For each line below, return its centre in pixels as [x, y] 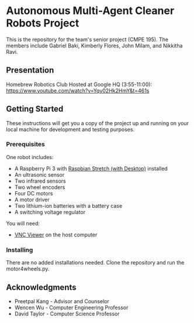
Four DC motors [34, 193]
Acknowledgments [41, 287]
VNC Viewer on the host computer [56, 235]
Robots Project [43, 23]
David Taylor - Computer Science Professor [67, 314]
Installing [20, 250]
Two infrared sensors [40, 181]
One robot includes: [30, 157]
